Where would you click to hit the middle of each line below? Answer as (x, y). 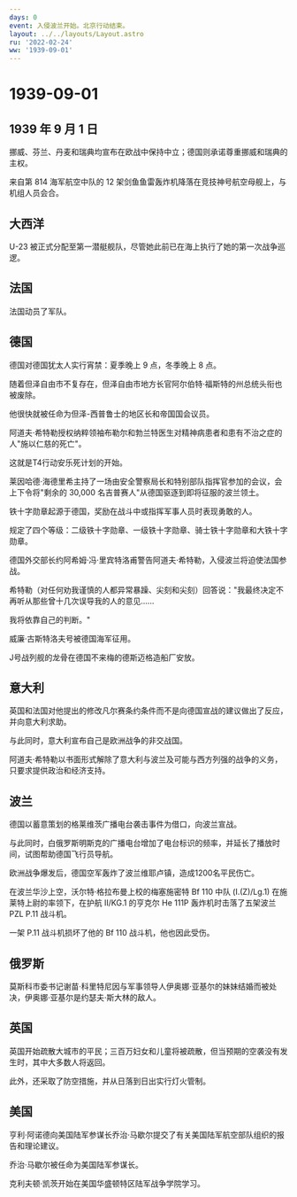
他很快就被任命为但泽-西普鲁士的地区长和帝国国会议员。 (112, 414)
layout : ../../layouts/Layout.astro (76, 34)
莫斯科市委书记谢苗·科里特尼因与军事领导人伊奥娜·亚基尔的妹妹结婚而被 (139, 986)
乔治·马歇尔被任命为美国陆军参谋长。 (76, 1164)
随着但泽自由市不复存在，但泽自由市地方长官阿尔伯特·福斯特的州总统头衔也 (146, 384)
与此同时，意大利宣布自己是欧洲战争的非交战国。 (98, 741)
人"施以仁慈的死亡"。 (48, 443)
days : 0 (23, 17)
